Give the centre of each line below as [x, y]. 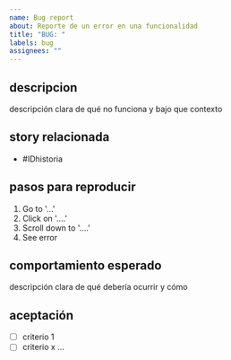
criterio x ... [43, 347]
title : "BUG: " [38, 34]
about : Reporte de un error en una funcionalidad [104, 26]
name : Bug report [42, 18]
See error [40, 237]
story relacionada [60, 137]
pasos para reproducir [73, 187]
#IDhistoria [43, 159]
